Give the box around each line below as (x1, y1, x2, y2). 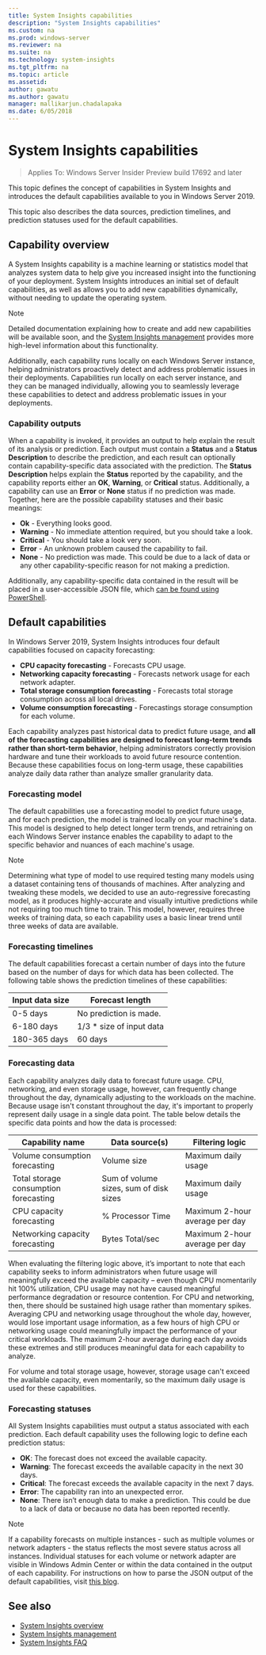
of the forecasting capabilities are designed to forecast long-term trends (8, 735, 253, 744)
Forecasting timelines (8, 941, 93, 952)
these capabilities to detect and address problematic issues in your (8, 389, 227, 399)
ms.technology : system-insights (8, 56, 115, 64)
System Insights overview (19, 1620, 104, 1630)
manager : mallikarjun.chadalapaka (8, 100, 123, 108)
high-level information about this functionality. (8, 340, 158, 350)
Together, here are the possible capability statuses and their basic (8, 495, 224, 504)
